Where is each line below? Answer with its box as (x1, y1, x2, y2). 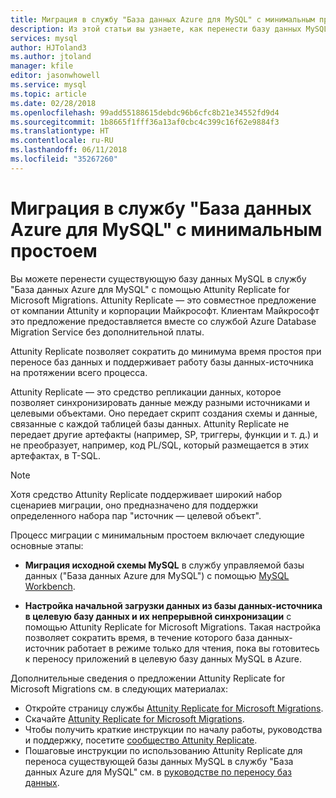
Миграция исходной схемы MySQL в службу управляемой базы (24, 559, 305, 571)
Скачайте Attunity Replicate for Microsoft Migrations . (24, 712, 245, 725)
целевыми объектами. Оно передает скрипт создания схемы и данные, (10, 407, 318, 419)
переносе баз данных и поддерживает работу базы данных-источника (10, 356, 314, 368)
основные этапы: (10, 539, 84, 551)
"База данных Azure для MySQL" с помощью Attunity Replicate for (10, 283, 290, 295)
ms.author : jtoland (10, 52, 92, 62)
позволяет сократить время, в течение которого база (24, 631, 255, 643)
